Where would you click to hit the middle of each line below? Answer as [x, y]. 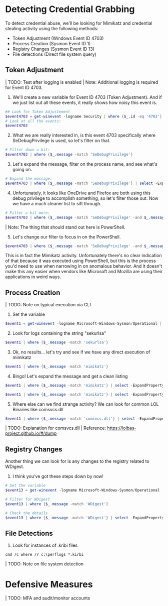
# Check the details [27, 513]
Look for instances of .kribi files [45, 545]
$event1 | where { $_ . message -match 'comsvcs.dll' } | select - [72, 418]
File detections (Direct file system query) [54, 54]
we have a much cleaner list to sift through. [57, 203]
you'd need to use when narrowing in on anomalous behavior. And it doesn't [84, 266]
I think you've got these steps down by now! [58, 476]
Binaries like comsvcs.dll [38, 409]
